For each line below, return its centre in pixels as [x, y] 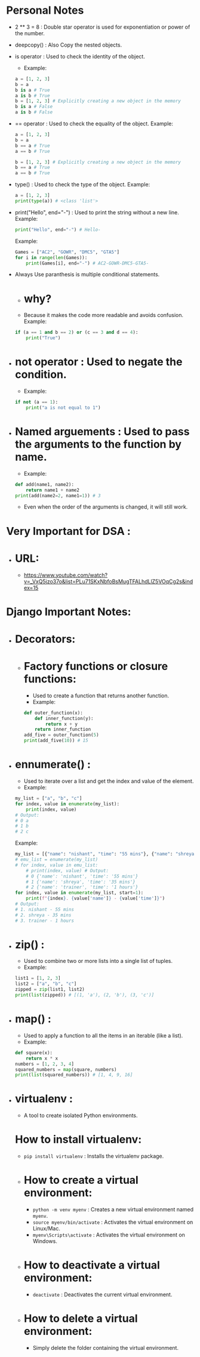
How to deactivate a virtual [92, 1265]
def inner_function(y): [64, 718]
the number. [30, 33]
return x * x [42, 1058]
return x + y [61, 724]
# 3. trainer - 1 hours [44, 921]
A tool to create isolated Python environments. [81, 1116]
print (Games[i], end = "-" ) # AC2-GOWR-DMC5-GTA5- [87, 263]
